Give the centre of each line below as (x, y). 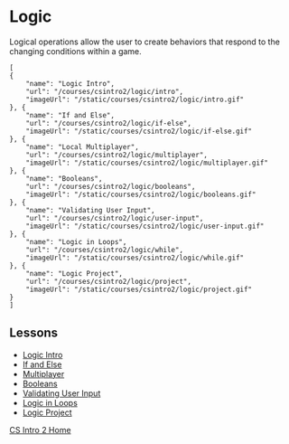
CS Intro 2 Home (40, 430)
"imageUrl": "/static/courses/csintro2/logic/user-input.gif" (145, 226)
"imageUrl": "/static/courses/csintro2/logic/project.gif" (139, 289)
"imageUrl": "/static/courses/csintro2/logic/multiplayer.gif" (147, 163)
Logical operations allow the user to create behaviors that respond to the (144, 42)
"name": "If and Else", (70, 115)
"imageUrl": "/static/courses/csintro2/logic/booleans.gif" (141, 194)
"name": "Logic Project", (75, 273)
